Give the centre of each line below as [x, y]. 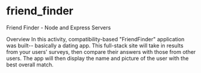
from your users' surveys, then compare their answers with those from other [101, 51]
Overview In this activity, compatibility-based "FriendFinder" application [95, 39]
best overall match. [30, 65]
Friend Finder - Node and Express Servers [59, 28]
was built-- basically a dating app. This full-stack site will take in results [95, 45]
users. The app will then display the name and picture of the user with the [97, 58]
